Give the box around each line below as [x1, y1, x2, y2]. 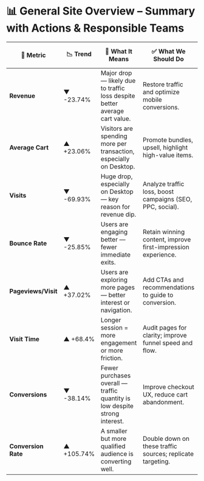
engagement [100, 338, 137, 347]
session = [100, 323, 129, 331]
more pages [100, 283, 135, 291]
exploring [100, 275, 127, 284]
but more [100, 434, 127, 443]
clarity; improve [142, 331, 187, 339]
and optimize [142, 88, 180, 96]
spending [100, 131, 127, 140]
